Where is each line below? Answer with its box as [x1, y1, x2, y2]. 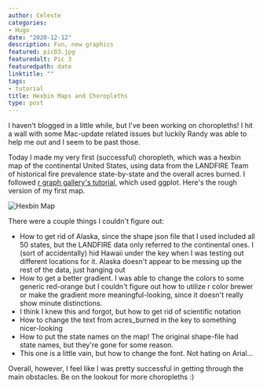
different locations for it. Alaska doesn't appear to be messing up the [19, 257, 242, 266]
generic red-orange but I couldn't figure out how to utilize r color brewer [19, 282, 254, 292]
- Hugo [8, 26, 30, 34]
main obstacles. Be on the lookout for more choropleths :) [8, 372, 195, 382]
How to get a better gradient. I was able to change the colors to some [19, 273, 245, 283]
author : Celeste [8, 11, 61, 20]
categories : [8, 19, 47, 27]
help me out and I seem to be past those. [8, 138, 141, 147]
